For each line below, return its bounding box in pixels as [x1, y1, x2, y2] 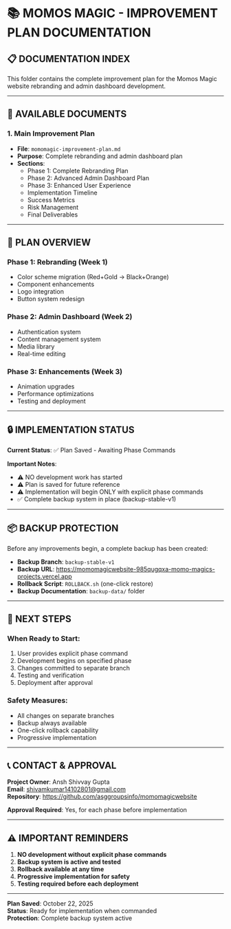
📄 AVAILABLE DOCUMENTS [7, 108, 127, 120]
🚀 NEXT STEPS [7, 613, 71, 624]
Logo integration [16, 287, 64, 296]
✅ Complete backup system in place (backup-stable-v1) [16, 494, 177, 503]
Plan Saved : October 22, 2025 [7, 899, 94, 908]
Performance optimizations [16, 389, 94, 397]
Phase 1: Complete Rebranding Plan [27, 166, 129, 175]
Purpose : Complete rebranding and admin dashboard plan [16, 152, 184, 160]
